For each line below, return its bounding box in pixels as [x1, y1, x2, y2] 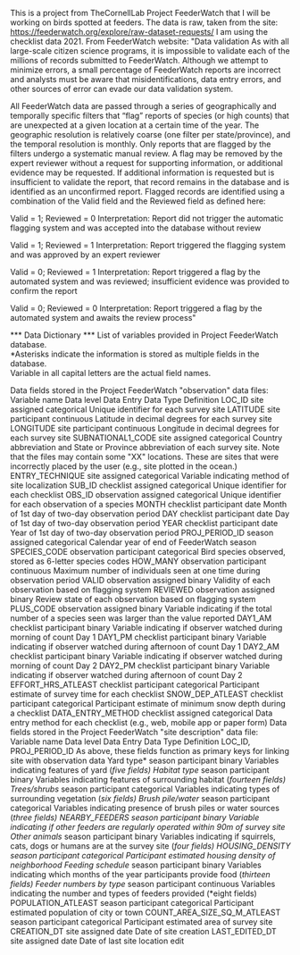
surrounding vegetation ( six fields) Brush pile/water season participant [10, 793, 271, 803]
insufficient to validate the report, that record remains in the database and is [10, 177, 289, 187]
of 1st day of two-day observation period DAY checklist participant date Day [10, 508, 290, 519]
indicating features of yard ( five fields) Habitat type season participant [10, 765, 271, 775]
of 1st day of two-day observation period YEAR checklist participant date [10, 518, 279, 528]
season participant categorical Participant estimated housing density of [10, 850, 276, 860]
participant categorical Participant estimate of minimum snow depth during [10, 699, 287, 708]
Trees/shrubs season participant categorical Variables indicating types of [10, 783, 280, 794]
